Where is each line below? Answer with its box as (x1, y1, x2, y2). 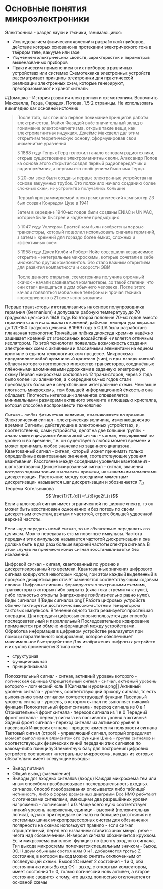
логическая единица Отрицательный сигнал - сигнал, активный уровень (5, 678, 157, 684)
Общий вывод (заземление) (12, 770, 71, 776)
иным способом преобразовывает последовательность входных (12, 780, 148, 787)
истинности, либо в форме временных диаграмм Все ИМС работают (12, 791, 157, 797)
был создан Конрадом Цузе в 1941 (17, 200, 89, 206)
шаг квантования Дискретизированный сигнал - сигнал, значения (5, 463, 144, 469)
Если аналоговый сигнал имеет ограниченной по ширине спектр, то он (5, 500, 154, 507)
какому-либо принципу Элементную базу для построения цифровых (5, 745, 149, 751)
